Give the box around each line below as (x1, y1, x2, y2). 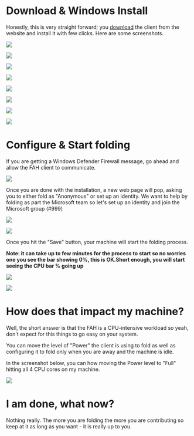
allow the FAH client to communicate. (6, 164, 96, 171)
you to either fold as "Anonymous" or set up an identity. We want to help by (6, 192, 188, 200)
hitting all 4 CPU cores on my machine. (6, 366, 100, 373)
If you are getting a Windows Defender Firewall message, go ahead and (6, 157, 179, 165)
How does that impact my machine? (6, 305, 185, 318)
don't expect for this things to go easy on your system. (6, 330, 138, 337)
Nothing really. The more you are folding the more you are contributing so (6, 417, 184, 424)
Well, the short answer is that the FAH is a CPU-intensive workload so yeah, (6, 324, 189, 331)
